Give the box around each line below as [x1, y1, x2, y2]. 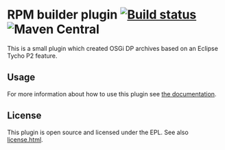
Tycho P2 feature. [7, 52, 58, 60]
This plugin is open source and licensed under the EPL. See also [7, 128, 189, 136]
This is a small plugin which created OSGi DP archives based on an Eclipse [7, 44, 218, 52]
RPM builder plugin [7, 7, 118, 23]
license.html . [7, 135, 43, 144]
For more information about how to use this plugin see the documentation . [7, 89, 217, 98]
